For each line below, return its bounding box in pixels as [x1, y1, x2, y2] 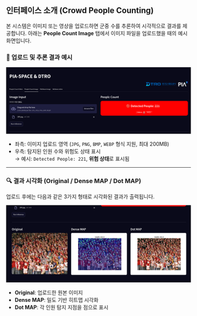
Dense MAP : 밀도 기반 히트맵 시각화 [14, 297, 98, 304]
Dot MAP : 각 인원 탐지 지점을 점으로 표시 [14, 304, 108, 311]
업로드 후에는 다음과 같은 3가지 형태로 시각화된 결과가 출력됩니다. [6, 193, 155, 200]
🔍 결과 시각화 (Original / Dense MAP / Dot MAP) [6, 177, 142, 185]
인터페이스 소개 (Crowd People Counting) [6, 5, 154, 16]
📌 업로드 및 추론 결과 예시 [6, 53, 73, 61]
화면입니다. [6, 37, 32, 44]
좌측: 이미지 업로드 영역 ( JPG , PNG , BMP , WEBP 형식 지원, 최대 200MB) [14, 140, 169, 147]
